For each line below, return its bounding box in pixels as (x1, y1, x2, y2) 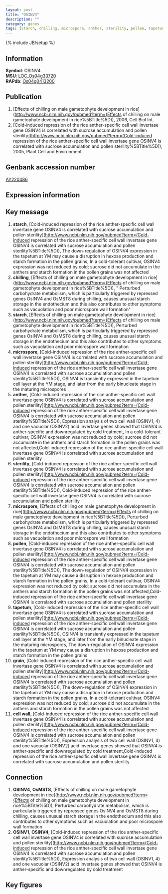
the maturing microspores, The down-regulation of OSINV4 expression (12, 642, 159, 648)
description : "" (5, 17, 39, 22)
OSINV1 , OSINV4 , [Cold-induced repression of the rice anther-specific (12, 829, 159, 835)
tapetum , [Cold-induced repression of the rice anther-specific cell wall (12, 604, 159, 610)
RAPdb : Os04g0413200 (5, 78, 55, 84)
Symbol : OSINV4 (5, 67, 41, 73)
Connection (5, 773, 43, 782)
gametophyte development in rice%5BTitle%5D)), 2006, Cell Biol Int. (12, 116, 154, 123)
